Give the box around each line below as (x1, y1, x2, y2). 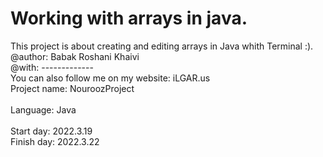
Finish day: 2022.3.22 (10, 135, 100, 147)
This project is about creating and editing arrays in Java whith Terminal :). (10, 40, 314, 52)
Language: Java (10, 103, 77, 116)
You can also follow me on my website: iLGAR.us (10, 72, 211, 84)
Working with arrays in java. (10, 7, 248, 30)
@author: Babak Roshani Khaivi (10, 50, 140, 62)
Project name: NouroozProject (10, 82, 135, 94)
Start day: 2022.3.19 (10, 125, 93, 137)
